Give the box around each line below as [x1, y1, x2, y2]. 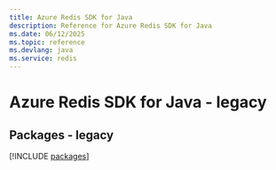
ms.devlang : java [9, 46, 74, 55]
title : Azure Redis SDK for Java [9, 12, 133, 22]
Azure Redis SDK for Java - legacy [9, 92, 268, 112]
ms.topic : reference [9, 37, 86, 47]
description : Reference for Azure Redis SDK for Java [9, 21, 213, 30]
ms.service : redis [9, 54, 77, 63]
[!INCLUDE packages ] [9, 151, 90, 161]
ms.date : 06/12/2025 [9, 29, 86, 38]
